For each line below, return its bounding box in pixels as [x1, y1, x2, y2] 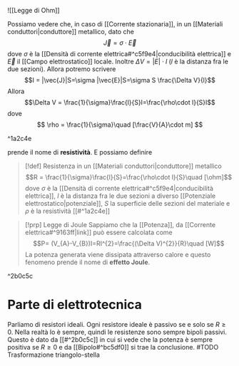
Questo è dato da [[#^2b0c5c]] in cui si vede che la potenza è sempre [7, 335, 213, 344]
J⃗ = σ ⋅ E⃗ [103, 38, 137, 47]
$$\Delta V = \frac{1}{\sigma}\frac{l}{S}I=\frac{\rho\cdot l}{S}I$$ [24, 98, 215, 106]
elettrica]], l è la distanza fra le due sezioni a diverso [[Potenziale [24, 192, 216, 200]
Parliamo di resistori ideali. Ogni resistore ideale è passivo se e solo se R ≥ [7, 320, 226, 328]
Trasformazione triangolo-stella [7, 350, 100, 359]
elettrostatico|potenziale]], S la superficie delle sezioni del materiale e [24, 199, 230, 207]
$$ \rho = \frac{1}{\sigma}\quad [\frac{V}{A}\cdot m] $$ [36, 120, 203, 129]
